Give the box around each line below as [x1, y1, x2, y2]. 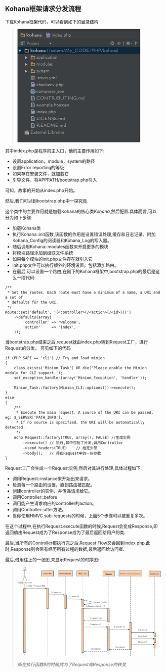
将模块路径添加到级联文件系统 [12, 249, 73, 256]
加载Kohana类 [12, 225, 41, 231]
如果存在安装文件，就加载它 [12, 170, 69, 177]
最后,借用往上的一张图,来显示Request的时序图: [5, 556, 100, 563]
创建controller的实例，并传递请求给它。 [12, 488, 93, 494]
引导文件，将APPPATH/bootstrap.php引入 [12, 177, 97, 183]
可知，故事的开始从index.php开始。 [5, 187, 78, 193]
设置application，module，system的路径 [12, 158, 95, 164]
